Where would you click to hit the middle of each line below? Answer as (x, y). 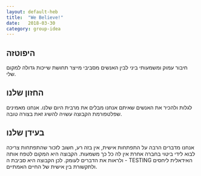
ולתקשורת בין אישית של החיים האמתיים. (52, 166)
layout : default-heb (32, 12)
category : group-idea (34, 29)
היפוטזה (21, 53)
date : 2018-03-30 (31, 23)
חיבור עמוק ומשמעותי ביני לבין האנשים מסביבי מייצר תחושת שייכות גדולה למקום (97, 68)
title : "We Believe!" (35, 17)
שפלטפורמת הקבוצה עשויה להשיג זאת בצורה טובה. (64, 114)
